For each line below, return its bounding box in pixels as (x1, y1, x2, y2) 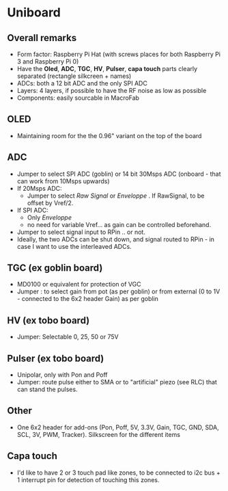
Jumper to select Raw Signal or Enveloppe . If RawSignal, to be (27, 191, 205, 200)
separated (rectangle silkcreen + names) (16, 72, 132, 80)
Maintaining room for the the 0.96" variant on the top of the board (16, 131, 202, 140)
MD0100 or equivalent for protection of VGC (16, 280, 141, 289)
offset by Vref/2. (27, 198, 74, 207)
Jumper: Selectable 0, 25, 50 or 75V (16, 333, 119, 341)
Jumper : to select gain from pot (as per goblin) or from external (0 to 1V (16, 287, 220, 295)
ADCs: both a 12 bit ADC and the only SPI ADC (16, 79, 148, 87)
